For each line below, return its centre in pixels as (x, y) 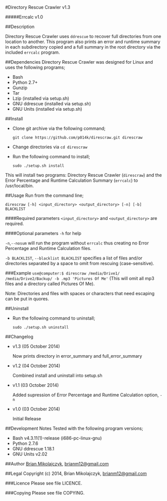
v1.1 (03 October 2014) (35, 385)
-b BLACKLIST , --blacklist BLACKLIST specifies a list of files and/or (74, 258)
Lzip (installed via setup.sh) (41, 98)
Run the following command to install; (51, 157)
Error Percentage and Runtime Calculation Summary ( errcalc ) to (72, 180)
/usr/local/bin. (19, 186)
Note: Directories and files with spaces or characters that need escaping (80, 293)
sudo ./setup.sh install (38, 166)
